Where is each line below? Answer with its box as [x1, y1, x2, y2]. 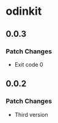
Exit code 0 [14, 61, 43, 68]
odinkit [5, 4, 42, 18]
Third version [14, 111, 48, 118]
